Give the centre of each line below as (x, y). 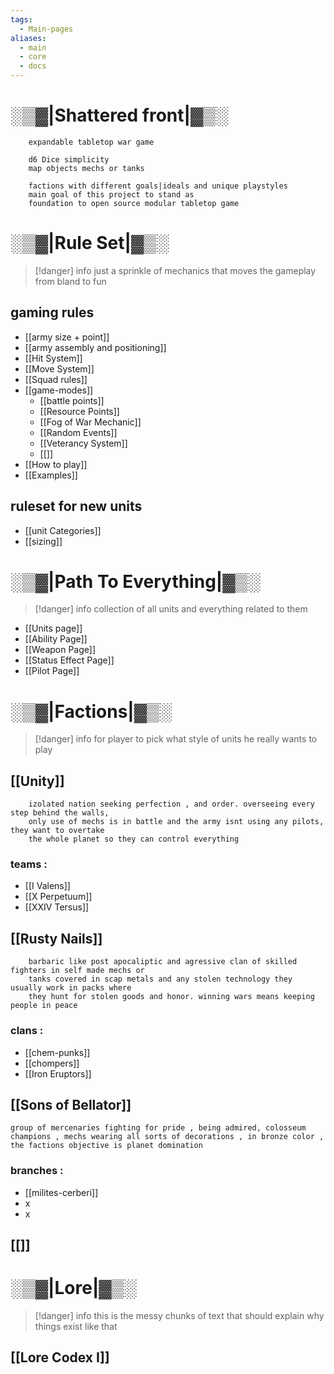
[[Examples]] (51, 475)
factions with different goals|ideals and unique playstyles (158, 186)
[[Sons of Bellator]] (71, 1104)
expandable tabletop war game (91, 142)
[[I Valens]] (47, 886)
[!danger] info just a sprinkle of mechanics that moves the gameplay (175, 270)
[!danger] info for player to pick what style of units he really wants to (176, 739)
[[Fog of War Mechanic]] (90, 422)
